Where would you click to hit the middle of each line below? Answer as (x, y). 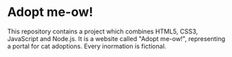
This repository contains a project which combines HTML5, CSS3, (103, 31)
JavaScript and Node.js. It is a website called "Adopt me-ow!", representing (116, 38)
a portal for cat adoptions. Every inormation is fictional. (87, 46)
